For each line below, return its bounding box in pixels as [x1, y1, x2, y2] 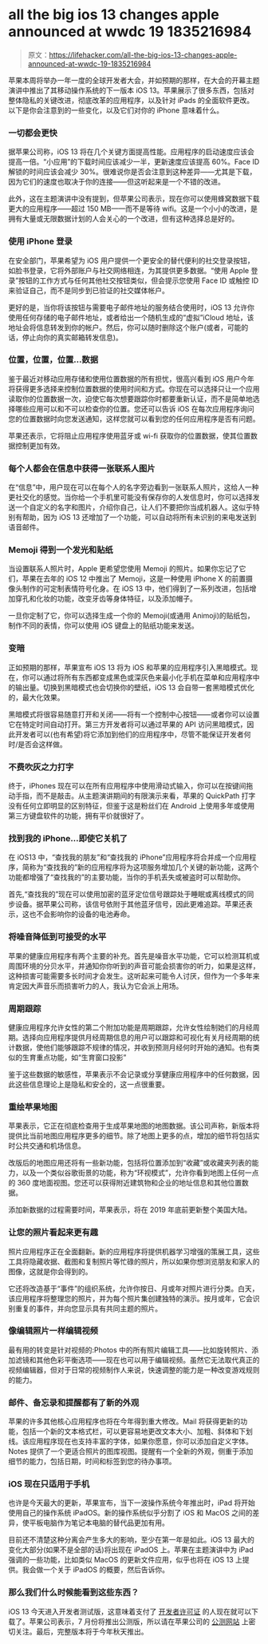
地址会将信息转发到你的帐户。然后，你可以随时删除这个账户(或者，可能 [8, 322, 242, 332]
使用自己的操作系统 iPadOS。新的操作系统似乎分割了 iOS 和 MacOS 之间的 [8, 1508, 253, 1518]
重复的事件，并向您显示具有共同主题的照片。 [14, 1304, 162, 1313]
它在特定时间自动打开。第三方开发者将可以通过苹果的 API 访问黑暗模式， [8, 719, 247, 729]
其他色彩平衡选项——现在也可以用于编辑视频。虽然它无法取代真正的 [35, 1355, 260, 1364]
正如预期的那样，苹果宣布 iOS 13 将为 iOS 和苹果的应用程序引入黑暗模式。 [8, 662, 251, 672]
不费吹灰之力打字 [8, 761, 74, 772]
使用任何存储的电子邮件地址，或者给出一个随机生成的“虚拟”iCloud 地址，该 [8, 312, 254, 322]
